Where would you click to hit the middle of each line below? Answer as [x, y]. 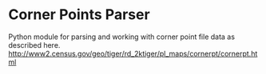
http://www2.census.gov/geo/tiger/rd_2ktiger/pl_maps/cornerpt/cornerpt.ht [133, 53]
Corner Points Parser [79, 15]
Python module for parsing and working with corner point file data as [122, 37]
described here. [34, 45]
